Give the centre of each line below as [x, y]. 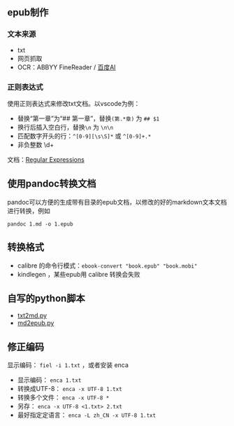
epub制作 [28, 13]
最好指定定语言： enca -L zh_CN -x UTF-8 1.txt [87, 415]
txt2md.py [32, 316]
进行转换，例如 [29, 211]
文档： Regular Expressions [46, 159]
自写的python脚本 [46, 298]
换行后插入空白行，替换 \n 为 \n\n [65, 127]
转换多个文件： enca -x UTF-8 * [63, 397]
